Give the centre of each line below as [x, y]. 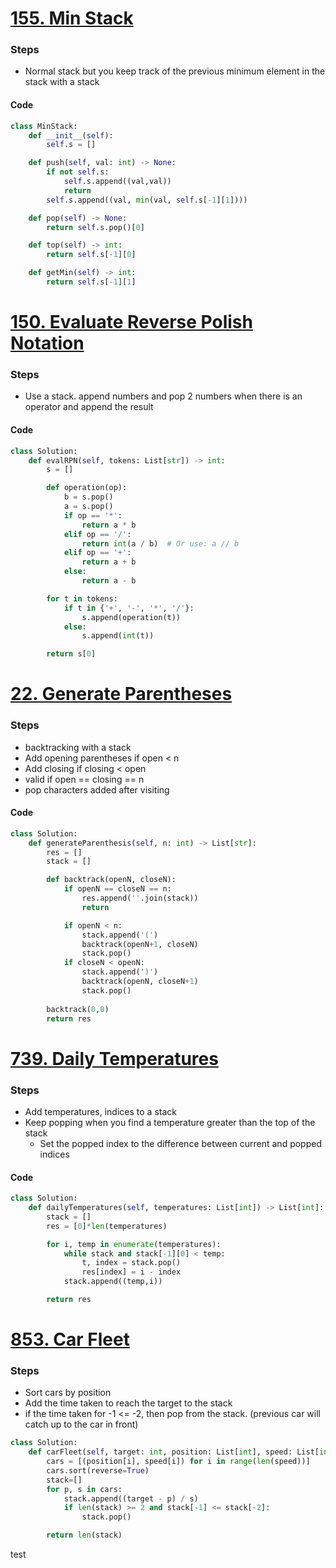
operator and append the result [89, 407]
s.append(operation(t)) [131, 617]
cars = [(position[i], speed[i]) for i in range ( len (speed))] [178, 1462]
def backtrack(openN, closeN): [111, 880]
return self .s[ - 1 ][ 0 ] [91, 255]
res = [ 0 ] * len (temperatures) [107, 1226]
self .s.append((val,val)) [117, 182]
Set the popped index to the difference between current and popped [180, 1143]
